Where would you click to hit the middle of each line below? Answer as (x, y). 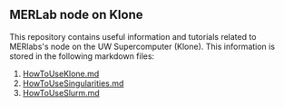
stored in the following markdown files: (82, 56)
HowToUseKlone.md (61, 73)
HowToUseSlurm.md (61, 92)
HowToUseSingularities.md (73, 83)
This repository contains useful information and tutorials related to (133, 36)
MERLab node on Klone (76, 15)
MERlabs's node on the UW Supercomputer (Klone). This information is (142, 46)
